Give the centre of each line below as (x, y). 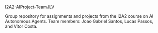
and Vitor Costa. (21, 26)
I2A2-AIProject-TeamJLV (30, 7)
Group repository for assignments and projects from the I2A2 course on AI (79, 16)
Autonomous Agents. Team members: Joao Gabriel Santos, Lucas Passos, (79, 21)
